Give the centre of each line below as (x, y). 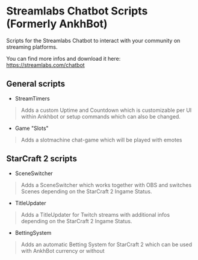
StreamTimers (32, 98)
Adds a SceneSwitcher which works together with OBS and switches (106, 185)
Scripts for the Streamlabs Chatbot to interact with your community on (93, 40)
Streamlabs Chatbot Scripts (77, 11)
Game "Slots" (32, 128)
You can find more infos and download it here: (63, 58)
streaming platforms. (32, 47)
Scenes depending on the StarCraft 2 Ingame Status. (86, 191)
